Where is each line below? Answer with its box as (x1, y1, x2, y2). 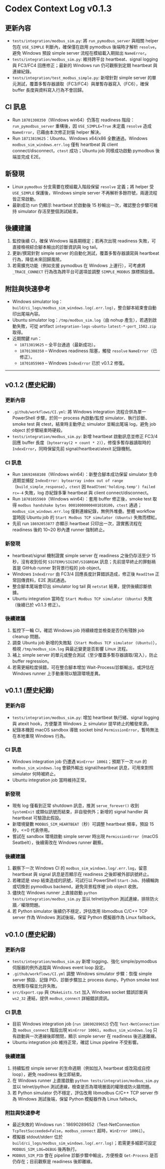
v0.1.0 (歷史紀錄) (5, 930, 56, 938)
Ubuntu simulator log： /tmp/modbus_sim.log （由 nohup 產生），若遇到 (12, 317, 153, 323)
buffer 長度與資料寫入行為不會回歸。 (12, 87, 86, 93)
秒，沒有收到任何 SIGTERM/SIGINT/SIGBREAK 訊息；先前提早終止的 (12, 559, 143, 565)
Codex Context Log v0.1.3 (5, 3, 112, 14)
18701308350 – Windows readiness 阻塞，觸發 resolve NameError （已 (19, 348, 157, 354)
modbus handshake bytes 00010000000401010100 (18, 503, 113, 508)
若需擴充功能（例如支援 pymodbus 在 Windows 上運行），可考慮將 (12, 263, 146, 268)
